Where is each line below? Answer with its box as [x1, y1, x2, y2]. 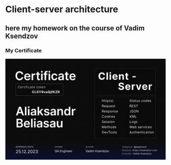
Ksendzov [5, 31, 38, 40]
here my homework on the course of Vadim [5, 24, 145, 32]
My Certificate [5, 47, 42, 54]
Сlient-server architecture [5, 4, 119, 15]
